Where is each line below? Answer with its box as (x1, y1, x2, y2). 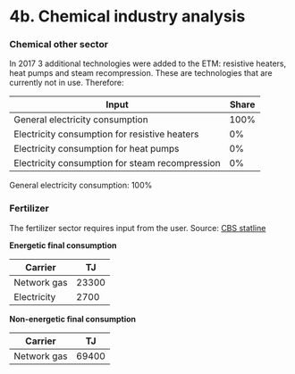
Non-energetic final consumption (9, 313, 137, 324)
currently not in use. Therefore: (9, 78, 124, 88)
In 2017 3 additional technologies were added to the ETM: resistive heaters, (9, 58, 287, 69)
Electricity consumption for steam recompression (13, 157, 221, 170)
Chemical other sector (9, 38, 109, 51)
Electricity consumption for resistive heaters (13, 128, 199, 140)
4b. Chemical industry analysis (9, 6, 246, 27)
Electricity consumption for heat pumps (13, 143, 180, 155)
